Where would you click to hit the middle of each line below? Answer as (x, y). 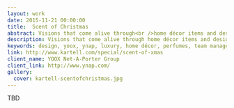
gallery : (20, 72)
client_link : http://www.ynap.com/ (59, 65)
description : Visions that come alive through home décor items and (109, 40)
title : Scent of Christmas (48, 26)
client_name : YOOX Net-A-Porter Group (63, 59)
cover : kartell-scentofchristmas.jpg (68, 78)
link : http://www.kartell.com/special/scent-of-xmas (85, 53)
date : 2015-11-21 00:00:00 (46, 20)
